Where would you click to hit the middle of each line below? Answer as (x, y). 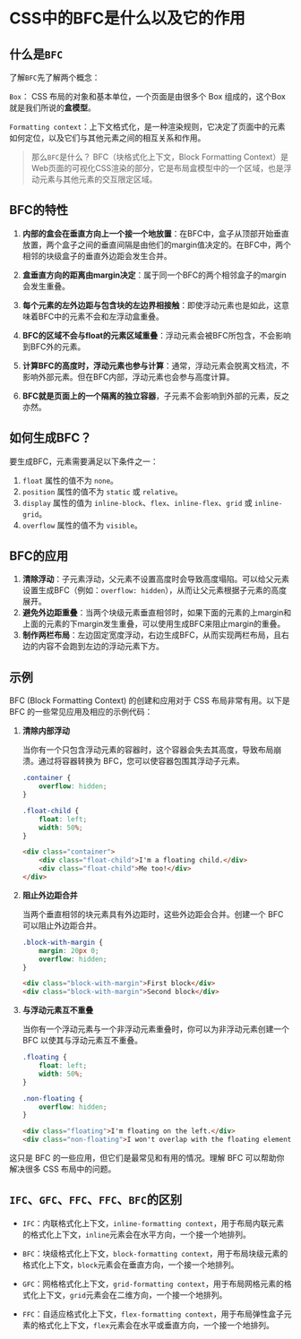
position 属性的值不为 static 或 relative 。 (103, 491)
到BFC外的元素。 (54, 347)
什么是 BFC (36, 54)
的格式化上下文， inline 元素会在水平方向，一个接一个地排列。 (136, 1234)
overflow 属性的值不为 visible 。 (82, 525)
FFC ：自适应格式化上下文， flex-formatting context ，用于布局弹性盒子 (153, 1314)
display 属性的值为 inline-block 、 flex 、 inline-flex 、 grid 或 (137, 502)
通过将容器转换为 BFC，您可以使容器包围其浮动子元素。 (141, 761)
